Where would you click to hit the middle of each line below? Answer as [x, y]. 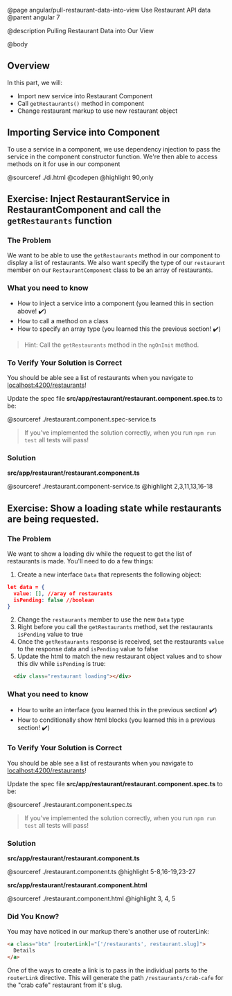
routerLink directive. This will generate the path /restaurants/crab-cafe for [115, 978]
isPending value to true [50, 634]
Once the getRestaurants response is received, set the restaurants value [121, 642]
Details [25, 951]
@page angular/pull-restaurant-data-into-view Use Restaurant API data [109, 10]
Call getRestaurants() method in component [80, 103]
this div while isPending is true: [61, 664]
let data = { [26, 587]
